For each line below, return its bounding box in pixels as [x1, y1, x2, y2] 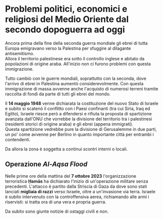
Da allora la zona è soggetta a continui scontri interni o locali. [5, 146, 128, 152]
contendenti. [5, 136, 31, 142]
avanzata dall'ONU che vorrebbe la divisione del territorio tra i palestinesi [5, 116, 152, 122]
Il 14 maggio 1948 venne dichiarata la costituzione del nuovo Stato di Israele [5, 100, 159, 106]
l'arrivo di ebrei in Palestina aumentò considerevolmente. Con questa [5, 80, 144, 86]
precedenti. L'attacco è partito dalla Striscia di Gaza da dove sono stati [5, 183, 147, 189]
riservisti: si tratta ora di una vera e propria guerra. [5, 199, 106, 205]
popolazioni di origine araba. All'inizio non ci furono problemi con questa [5, 61, 151, 67]
